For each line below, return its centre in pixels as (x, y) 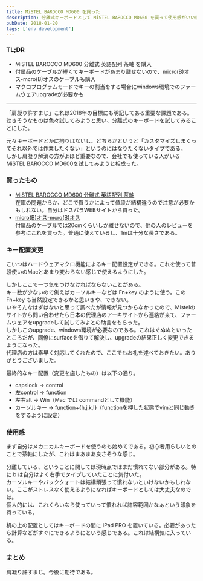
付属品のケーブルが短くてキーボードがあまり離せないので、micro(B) (99, 71)
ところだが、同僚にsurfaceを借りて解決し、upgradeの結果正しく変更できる (100, 338)
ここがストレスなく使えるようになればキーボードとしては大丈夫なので (104, 490)
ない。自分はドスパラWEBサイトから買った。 (87, 210)
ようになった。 (25, 345)
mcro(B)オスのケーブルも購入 (60, 79)
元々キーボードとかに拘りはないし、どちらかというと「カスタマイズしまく (99, 140)
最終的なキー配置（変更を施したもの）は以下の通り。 (72, 373)
